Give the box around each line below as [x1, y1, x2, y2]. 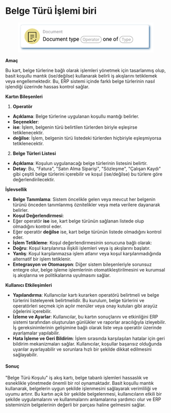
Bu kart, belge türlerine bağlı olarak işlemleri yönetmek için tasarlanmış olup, [5, 67, 166, 74]
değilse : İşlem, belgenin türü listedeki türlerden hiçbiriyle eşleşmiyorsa [12, 135, 162, 141]
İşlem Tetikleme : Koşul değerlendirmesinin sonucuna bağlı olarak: [12, 239, 152, 246]
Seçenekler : [12, 118, 39, 125]
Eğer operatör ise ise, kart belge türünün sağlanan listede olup [12, 217, 144, 224]
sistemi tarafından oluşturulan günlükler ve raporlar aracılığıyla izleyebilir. [12, 319, 166, 325]
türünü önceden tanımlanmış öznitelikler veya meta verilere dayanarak [12, 202, 160, 208]
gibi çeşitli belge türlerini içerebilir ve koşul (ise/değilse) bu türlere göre [12, 171, 162, 177]
